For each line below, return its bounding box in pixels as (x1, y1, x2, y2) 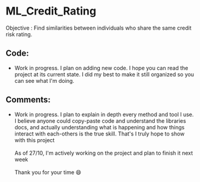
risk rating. (5, 30, 33, 37)
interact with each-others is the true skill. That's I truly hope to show (14, 130, 185, 137)
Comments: (5, 95, 51, 105)
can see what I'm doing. (14, 77, 75, 84)
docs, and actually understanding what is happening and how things (14, 123, 185, 131)
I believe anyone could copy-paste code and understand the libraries (14, 117, 187, 125)
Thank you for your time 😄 (14, 168, 82, 176)
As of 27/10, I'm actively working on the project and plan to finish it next (14, 149, 193, 157)
